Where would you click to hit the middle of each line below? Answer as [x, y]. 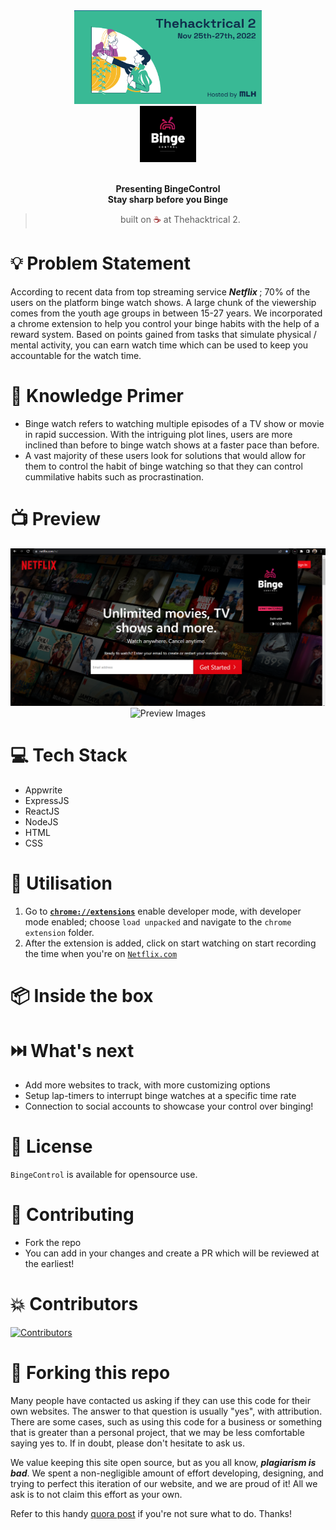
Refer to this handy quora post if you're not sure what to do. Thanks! [151, 1514]
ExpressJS [47, 801]
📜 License [51, 1146]
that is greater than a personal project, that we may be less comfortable [157, 1433]
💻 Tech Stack [69, 755]
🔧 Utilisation [61, 883]
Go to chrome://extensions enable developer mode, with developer [163, 911]
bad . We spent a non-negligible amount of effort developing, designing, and [167, 1473]
